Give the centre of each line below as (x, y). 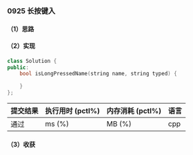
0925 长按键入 (31, 10)
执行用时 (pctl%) (72, 111)
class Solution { (32, 61)
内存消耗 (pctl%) (134, 111)
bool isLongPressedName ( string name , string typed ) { (98, 74)
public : (18, 67)
